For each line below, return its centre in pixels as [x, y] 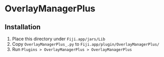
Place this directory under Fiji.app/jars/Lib [59, 39]
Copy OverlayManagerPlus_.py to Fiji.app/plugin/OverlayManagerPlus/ [86, 44]
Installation [23, 27]
